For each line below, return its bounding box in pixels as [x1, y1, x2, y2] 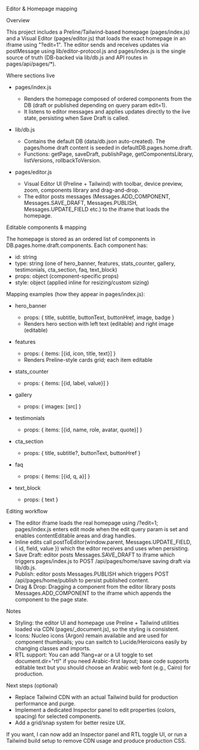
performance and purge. [14, 700, 76, 707]
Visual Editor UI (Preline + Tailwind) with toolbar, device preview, [23, 180, 183, 187]
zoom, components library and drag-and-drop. [23, 186, 140, 194]
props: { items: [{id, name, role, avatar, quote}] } [23, 426, 143, 433]
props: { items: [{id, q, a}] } [23, 473, 91, 480]
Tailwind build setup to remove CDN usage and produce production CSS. [6, 737, 186, 744]
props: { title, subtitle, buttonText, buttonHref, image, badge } [23, 314, 175, 321]
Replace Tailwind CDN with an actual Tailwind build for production [14, 694, 178, 701]
